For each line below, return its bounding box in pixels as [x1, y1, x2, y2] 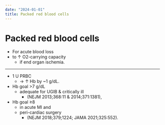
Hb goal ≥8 [12, 99, 35, 105]
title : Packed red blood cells [5, 12, 69, 17]
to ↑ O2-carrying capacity [12, 54, 66, 60]
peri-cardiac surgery [19, 109, 62, 115]
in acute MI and [19, 104, 51, 110]
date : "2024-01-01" [5, 7, 45, 12]
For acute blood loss [12, 49, 54, 55]
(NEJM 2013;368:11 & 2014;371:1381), [27, 94, 102, 100]
